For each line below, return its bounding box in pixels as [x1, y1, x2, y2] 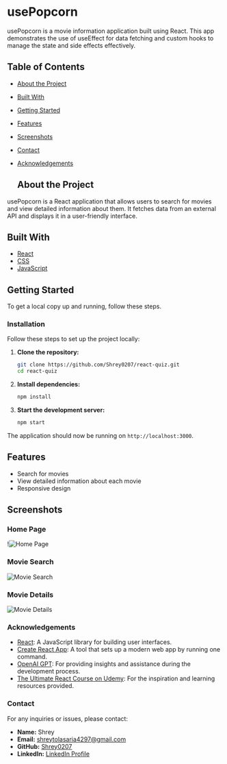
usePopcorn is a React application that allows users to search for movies [7, 197, 212, 206]
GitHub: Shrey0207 [16, 742, 72, 750]
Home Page [7, 525, 46, 534]
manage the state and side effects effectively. [7, 41, 136, 49]
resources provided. [16, 682, 74, 690]
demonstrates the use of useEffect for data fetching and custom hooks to [7, 34, 214, 42]
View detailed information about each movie [16, 477, 142, 485]
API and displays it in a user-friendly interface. [7, 212, 138, 220]
